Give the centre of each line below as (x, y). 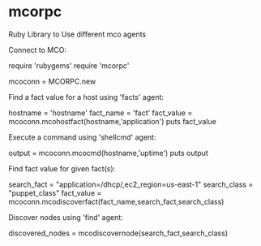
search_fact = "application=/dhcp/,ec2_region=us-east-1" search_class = (131, 184)
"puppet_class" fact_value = (55, 192)
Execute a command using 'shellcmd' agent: (82, 137)
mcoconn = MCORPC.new (52, 81)
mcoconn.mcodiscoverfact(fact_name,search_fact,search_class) (116, 201)
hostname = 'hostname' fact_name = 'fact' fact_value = (101, 113)
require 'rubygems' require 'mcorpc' (69, 65)
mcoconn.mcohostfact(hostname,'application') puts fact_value (112, 121)
